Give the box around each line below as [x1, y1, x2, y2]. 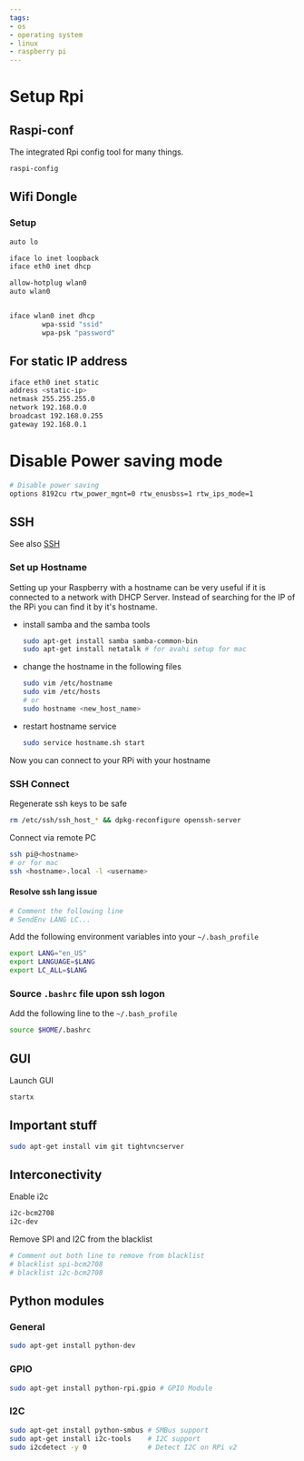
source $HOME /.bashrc [9, 1025, 92, 1035]
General [9, 1321, 45, 1334]
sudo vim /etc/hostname [22, 679, 113, 688]
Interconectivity [9, 1166, 103, 1183]
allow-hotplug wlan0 [9, 278, 88, 287]
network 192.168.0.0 [9, 403, 88, 412]
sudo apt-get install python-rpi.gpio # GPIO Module [9, 1384, 213, 1393]
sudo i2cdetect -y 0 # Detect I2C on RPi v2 [9, 1443, 238, 1452]
